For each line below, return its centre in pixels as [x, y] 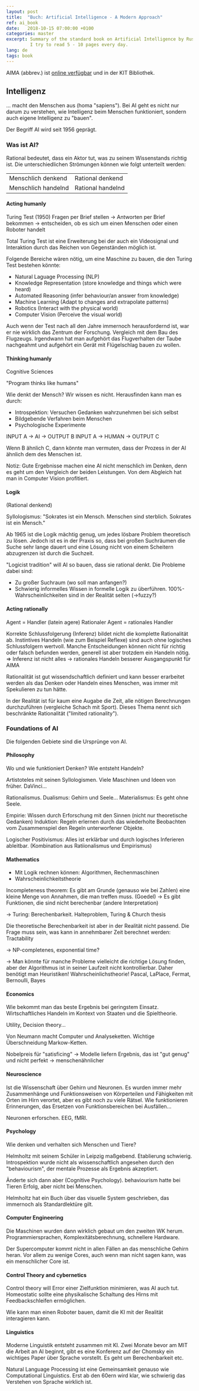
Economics [20, 994]
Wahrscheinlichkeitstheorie [48, 879]
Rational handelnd [100, 187]
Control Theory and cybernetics [46, 1275]
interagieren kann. [28, 1319]
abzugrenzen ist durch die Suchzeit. [50, 553]
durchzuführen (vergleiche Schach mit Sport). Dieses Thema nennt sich [94, 707]
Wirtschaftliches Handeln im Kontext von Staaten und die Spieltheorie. [92, 1013]
